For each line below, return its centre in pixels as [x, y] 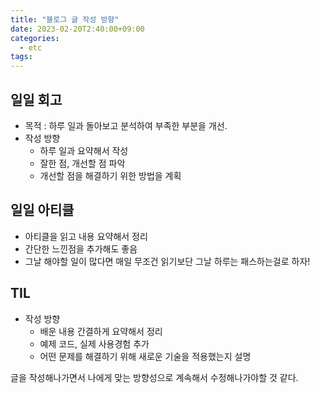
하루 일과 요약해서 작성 [84, 150]
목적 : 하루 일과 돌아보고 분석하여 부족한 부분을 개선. [126, 125]
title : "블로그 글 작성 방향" [65, 19]
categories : [35, 38]
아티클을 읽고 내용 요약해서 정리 [86, 236]
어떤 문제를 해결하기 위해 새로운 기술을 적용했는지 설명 [145, 356]
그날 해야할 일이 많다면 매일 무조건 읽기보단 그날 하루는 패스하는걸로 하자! [167, 261]
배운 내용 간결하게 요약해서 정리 [101, 331]
